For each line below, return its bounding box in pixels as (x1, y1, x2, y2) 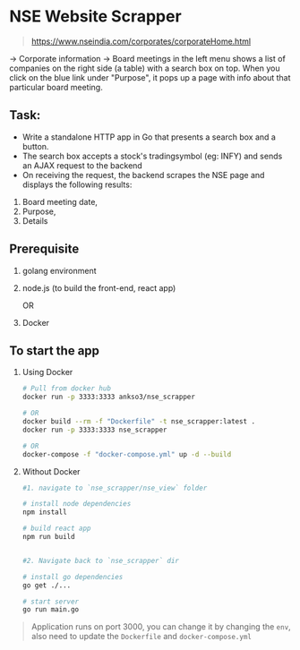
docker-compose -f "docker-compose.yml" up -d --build (21, 449, 232, 458)
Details (21, 215, 48, 226)
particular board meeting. (9, 81, 103, 92)
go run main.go (21, 605, 80, 614)
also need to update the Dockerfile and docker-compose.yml (30, 631, 253, 642)
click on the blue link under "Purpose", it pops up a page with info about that (9, 72, 291, 82)
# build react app (21, 524, 91, 534)
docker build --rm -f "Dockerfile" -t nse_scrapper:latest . (21, 417, 256, 426)
